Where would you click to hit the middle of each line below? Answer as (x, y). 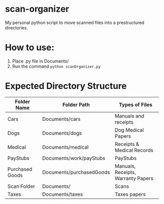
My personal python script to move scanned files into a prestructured (75, 23)
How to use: (30, 48)
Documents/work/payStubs (74, 158)
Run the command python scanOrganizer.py (56, 66)
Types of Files (136, 105)
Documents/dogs (62, 133)
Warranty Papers (134, 178)
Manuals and (129, 116)
